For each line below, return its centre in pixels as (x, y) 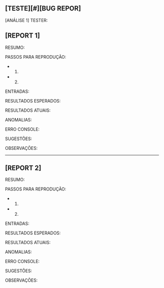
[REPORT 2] (23, 168)
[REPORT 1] (23, 36)
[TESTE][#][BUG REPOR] (43, 9)
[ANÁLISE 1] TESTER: (26, 20)
